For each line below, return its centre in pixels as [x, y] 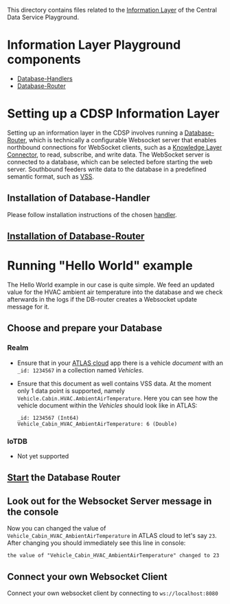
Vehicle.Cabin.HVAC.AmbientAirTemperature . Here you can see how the [117, 398]
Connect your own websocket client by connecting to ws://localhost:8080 [113, 593]
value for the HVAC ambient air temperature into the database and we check [115, 292]
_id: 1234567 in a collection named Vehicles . [80, 370]
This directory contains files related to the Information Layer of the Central [112, 10]
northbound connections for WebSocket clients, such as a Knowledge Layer [115, 147]
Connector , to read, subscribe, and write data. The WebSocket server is [108, 155]
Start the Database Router [64, 478]
